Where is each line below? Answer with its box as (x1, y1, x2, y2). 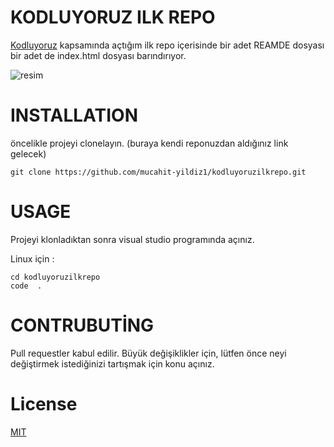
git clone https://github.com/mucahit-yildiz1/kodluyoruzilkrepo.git (10, 167, 307, 177)
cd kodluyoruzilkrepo (10, 272, 101, 282)
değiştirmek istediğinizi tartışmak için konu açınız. (10, 357, 215, 370)
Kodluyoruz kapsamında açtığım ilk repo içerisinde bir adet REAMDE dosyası (10, 39, 325, 51)
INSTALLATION (10, 104, 138, 127)
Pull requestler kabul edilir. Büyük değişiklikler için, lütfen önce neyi (10, 347, 287, 359)
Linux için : (10, 252, 55, 265)
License (10, 392, 78, 415)
